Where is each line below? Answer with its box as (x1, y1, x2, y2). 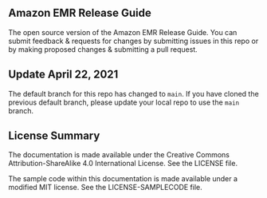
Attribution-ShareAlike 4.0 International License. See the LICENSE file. (8, 159, 238, 168)
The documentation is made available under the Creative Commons (8, 150, 230, 160)
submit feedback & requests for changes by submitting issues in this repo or (8, 36, 259, 46)
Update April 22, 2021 (8, 68, 119, 81)
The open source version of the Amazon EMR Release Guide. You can (8, 27, 238, 37)
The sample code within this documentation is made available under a (8, 174, 238, 184)
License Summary (8, 129, 100, 143)
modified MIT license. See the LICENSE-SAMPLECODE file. (8, 183, 202, 192)
